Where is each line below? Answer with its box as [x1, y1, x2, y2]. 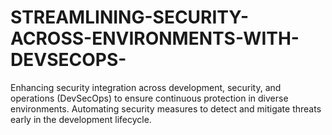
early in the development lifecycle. [10, 113, 152, 125]
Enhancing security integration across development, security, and [10, 81, 282, 93]
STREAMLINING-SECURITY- [10, 6, 250, 29]
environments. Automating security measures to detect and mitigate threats [10, 102, 322, 115]
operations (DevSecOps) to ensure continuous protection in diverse [10, 92, 289, 104]
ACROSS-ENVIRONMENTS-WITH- [10, 27, 300, 50]
